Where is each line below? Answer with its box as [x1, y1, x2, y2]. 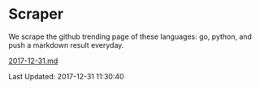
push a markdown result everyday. [8, 40, 124, 49]
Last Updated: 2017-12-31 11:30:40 [8, 71, 124, 81]
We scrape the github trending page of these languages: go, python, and [8, 32, 252, 41]
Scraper [8, 5, 63, 23]
